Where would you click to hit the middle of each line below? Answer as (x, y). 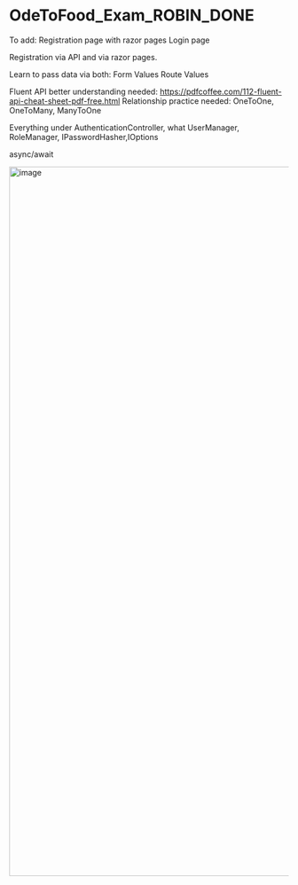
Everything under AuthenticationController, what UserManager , (124, 127)
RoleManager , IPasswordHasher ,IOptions (84, 137)
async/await (31, 154)
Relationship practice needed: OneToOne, (198, 101)
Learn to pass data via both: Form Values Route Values (109, 74)
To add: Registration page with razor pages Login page (110, 40)
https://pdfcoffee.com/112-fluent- (220, 91)
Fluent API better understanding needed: (83, 91)
